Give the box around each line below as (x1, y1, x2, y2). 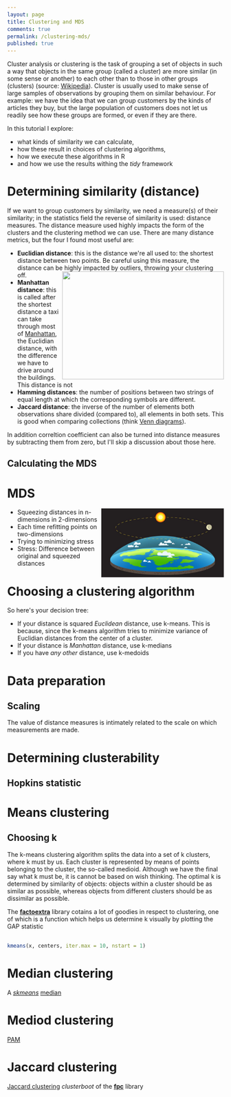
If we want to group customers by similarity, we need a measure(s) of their (7, 206, 219, 215)
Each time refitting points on (16, 523, 98, 531)
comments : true (7, 25, 51, 32)
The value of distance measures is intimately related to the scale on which (7, 718, 217, 727)
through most (16, 322, 56, 330)
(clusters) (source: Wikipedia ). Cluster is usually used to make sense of (7, 82, 209, 90)
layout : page (7, 11, 45, 18)
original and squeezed (16, 552, 80, 560)
